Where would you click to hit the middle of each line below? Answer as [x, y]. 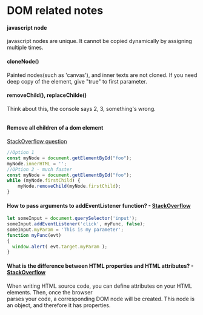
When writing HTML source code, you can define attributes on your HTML [100, 286]
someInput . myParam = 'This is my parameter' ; [65, 230]
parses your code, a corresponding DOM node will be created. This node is [101, 299]
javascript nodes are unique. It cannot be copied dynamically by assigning [100, 41]
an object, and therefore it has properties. [59, 305]
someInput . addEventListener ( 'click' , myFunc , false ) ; [76, 224]
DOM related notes [55, 11]
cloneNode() [23, 61]
